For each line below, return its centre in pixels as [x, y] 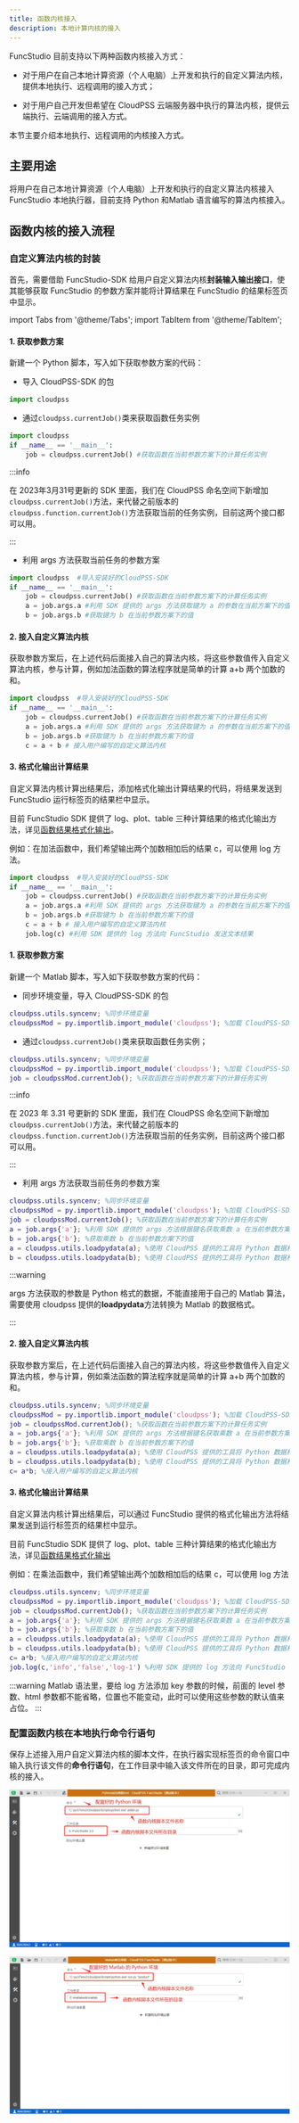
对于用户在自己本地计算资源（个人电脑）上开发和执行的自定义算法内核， [154, 75]
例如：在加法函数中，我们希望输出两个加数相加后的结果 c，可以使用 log [140, 848]
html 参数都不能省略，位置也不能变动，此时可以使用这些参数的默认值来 [154, 1696]
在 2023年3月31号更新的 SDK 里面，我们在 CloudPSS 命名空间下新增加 [139, 490]
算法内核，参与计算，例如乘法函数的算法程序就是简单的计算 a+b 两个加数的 [147, 1376]
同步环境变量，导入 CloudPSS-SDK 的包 [95, 996]
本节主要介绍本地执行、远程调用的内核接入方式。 [99, 135]
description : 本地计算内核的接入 [65, 28]
